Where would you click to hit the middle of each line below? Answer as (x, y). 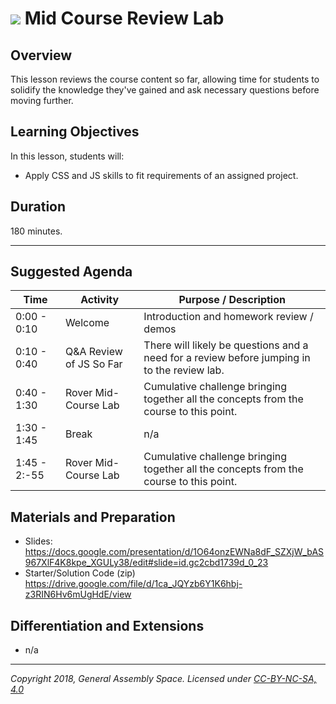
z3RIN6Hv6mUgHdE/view (78, 594)
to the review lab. (184, 370)
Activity (100, 300)
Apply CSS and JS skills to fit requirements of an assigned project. (161, 175)
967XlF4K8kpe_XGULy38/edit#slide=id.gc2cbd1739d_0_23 (146, 563)
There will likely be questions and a (226, 345)
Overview (41, 55)
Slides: (38, 541)
